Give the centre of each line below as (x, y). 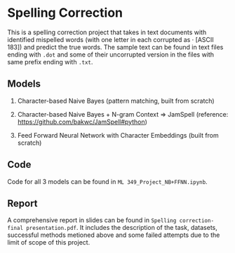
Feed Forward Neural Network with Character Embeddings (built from (118, 135)
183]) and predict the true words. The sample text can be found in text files (115, 47)
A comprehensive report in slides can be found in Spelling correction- (111, 220)
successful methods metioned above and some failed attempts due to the (114, 235)
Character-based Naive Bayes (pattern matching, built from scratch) (116, 101)
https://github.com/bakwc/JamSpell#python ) (82, 122)
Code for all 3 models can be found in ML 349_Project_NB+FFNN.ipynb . (108, 181)
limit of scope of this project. (49, 243)
